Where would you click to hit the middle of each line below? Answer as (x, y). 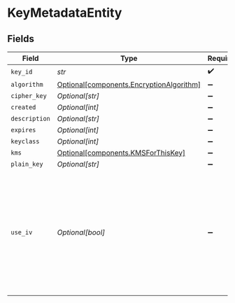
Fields (21, 39)
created (23, 107)
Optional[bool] (81, 232)
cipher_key (29, 96)
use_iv (22, 232)
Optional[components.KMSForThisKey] (121, 153)
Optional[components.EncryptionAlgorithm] (129, 84)
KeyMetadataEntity (65, 13)
